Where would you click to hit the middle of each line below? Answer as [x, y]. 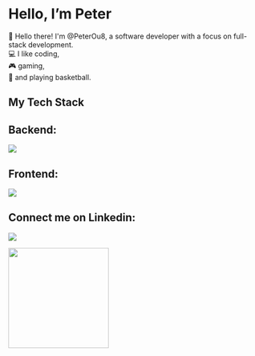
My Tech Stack [46, 102]
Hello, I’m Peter [60, 14]
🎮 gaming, [27, 66]
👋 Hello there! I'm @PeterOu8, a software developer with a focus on [120, 36]
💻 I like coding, [34, 54]
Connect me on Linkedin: [72, 218]
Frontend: [33, 174]
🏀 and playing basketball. [50, 77]
